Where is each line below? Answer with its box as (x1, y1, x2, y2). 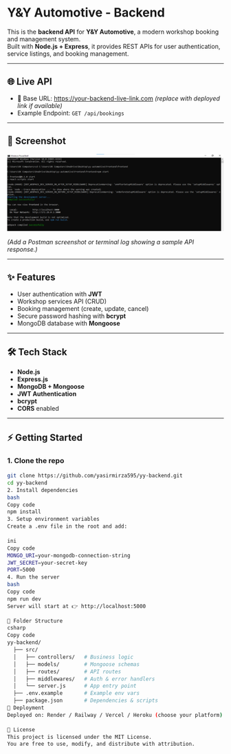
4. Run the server (7, 574, 60, 581)
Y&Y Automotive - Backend (7, 5, 165, 21)
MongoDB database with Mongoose (16, 319, 120, 327)
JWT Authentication (16, 390, 77, 398)
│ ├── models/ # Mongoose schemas (13, 660, 140, 668)
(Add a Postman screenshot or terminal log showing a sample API (7, 237, 195, 246)
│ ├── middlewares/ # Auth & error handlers (13, 676, 155, 682)
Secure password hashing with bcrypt (16, 312, 126, 320)
